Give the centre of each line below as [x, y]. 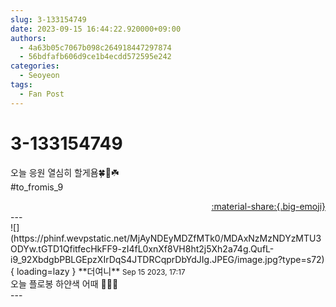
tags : [21, 85]
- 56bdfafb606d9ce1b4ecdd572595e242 [95, 57]
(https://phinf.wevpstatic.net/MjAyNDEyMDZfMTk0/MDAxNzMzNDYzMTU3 [166, 238]
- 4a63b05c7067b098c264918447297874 [95, 47]
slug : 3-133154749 [48, 19]
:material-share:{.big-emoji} [268, 206]
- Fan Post [42, 94]
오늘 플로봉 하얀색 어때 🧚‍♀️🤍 [64, 283]
